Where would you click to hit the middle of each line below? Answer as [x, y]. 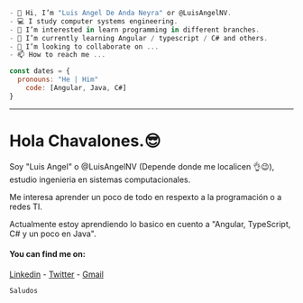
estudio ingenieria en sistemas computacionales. [100, 179]
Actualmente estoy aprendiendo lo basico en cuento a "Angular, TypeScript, [150, 224]
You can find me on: [47, 254]
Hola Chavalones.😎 [85, 141]
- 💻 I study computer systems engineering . [94, 21]
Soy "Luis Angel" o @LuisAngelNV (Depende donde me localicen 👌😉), [142, 166]
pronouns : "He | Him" [58, 80]
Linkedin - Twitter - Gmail [56, 274]
